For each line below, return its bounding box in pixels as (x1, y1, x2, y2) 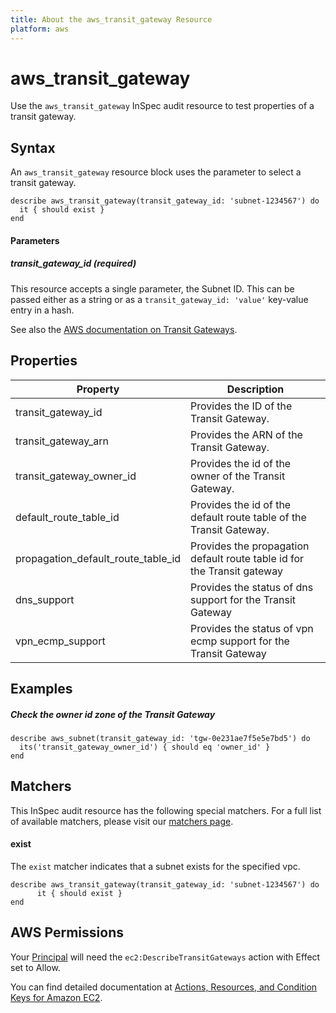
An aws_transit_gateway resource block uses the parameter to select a (10, 166, 302, 178)
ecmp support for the (190, 634, 290, 648)
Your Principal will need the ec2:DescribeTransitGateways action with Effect (10, 951, 321, 963)
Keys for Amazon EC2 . (10, 991, 103, 1003)
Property (76, 382, 120, 396)
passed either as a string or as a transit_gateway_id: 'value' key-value (10, 293, 309, 305)
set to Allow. (10, 961, 61, 973)
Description (226, 382, 285, 396)
